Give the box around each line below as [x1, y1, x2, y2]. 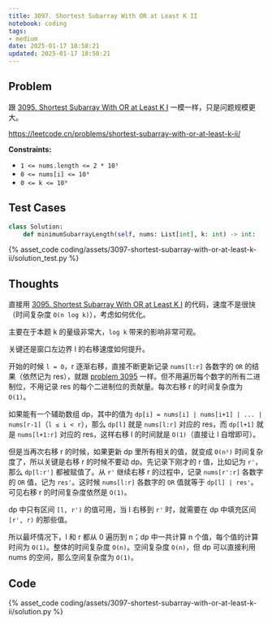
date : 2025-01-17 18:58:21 [8, 42, 100, 50]
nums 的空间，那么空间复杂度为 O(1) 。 [8, 552, 138, 562]
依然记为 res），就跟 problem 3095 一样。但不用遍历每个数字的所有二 [22, 371, 254, 382]
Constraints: [8, 144, 52, 154]
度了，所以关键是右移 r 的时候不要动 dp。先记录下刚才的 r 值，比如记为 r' [8, 457, 256, 467]
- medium [8, 34, 38, 43]
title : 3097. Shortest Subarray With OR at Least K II [8, 11, 198, 20]
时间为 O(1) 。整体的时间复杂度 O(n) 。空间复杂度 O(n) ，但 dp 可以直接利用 [8, 542, 256, 552]
